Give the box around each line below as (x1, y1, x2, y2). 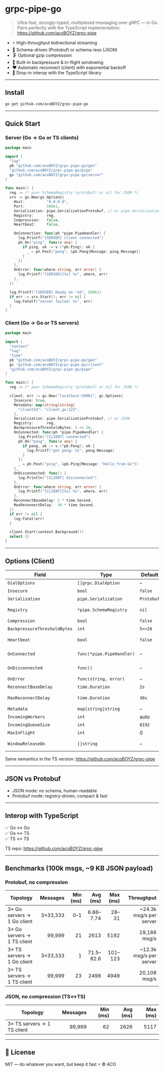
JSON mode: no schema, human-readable (12, 787, 98, 793)
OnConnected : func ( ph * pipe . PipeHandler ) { (14, 430, 104, 435)
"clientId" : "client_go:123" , (18, 407, 80, 412)
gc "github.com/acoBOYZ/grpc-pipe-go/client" (9, 362, 104, 367)
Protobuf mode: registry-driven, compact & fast (12, 793, 108, 799)
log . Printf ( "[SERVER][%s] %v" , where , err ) (18, 272, 108, 277)
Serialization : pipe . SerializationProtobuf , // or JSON (14, 416, 130, 421)
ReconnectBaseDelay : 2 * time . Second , (14, 498, 93, 503)
